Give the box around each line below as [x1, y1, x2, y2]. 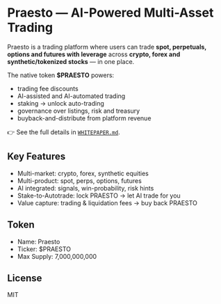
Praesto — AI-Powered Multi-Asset [7, 5, 214, 21]
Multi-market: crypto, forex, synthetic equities [17, 169, 149, 177]
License [7, 272, 42, 284]
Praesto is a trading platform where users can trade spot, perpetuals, [7, 42, 207, 51]
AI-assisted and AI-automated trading [17, 92, 126, 100]
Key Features [7, 151, 66, 163]
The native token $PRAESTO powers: [7, 71, 115, 79]
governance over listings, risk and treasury [17, 106, 140, 115]
